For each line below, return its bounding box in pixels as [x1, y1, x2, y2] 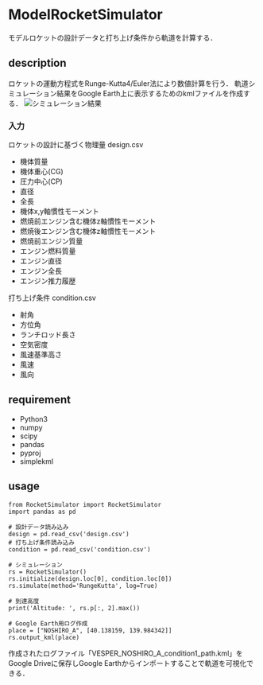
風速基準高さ [19, 350, 62, 360]
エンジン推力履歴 [19, 276, 76, 286]
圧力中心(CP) [19, 177, 64, 186]
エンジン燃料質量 [19, 247, 76, 256]
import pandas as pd [8, 508, 77, 516]
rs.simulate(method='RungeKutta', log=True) [8, 582, 158, 590]
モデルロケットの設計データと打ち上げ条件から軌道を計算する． [8, 33, 217, 42]
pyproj [19, 448, 41, 457]
